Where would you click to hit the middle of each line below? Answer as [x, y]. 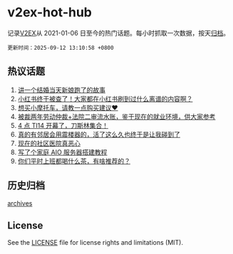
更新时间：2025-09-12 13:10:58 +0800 [61, 48]
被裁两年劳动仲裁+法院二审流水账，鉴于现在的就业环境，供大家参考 [116, 116]
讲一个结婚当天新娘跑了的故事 [61, 90]
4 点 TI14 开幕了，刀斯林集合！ [63, 125]
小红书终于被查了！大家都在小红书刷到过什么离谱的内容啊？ [105, 99]
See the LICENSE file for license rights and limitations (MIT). [95, 243]
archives [20, 203]
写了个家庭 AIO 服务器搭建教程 [62, 152]
